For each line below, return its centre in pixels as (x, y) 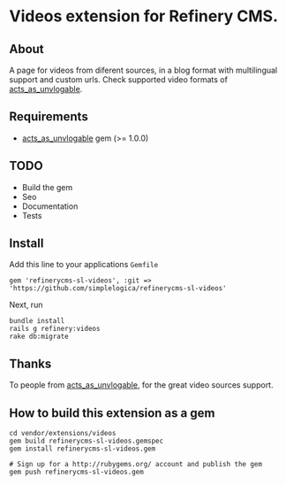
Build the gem (47, 187)
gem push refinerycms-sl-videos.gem (76, 472)
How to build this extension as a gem (112, 413)
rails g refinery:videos (55, 329)
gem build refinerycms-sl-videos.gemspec (87, 441)
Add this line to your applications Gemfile (84, 265)
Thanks (30, 363)
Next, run (26, 305)
